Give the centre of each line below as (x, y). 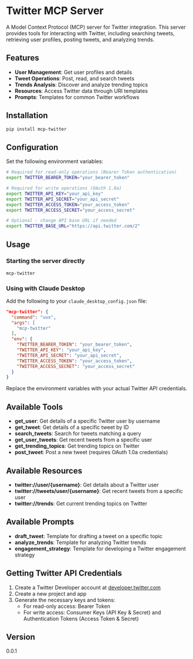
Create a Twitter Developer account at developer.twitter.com (88, 587)
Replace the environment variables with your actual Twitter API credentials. (97, 388)
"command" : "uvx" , (34, 317)
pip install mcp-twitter (36, 129)
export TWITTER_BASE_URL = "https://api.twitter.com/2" (73, 226)
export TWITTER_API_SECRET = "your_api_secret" (62, 199)
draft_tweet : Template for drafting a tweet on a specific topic (89, 536)
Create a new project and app (50, 593)
